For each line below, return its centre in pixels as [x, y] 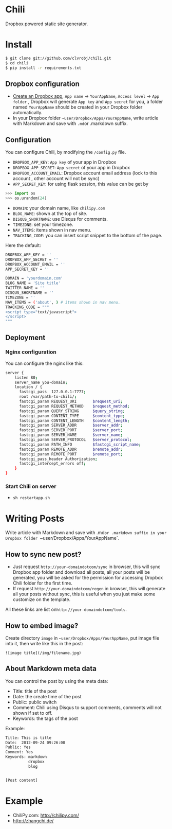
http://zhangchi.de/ [33, 821]
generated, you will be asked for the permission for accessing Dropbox [88, 578]
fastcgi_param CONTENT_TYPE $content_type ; [72, 416]
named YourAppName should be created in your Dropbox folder [78, 107]
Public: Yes [18, 747]
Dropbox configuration [42, 84]
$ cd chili [17, 63]
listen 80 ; [26, 377]
